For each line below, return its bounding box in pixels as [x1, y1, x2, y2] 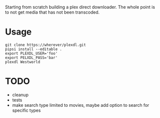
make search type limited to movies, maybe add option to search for [12, 102, 150, 108]
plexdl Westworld [5, 59, 40, 64]
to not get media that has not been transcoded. [5, 9, 100, 15]
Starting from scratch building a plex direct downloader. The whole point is [5, 4, 155, 10]
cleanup [12, 92, 29, 98]
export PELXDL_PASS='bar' [5, 55, 58, 60]
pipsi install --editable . [5, 46, 62, 52]
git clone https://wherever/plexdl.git [5, 42, 86, 47]
